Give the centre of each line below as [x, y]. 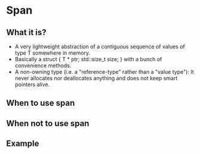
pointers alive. [32, 84]
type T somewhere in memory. [53, 53]
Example [23, 144]
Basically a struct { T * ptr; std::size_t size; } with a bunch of [88, 59]
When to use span [41, 103]
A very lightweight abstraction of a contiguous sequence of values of [100, 46]
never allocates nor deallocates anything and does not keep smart [96, 78]
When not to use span [48, 123]
